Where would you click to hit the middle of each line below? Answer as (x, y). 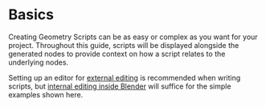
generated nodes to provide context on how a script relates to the (117, 53)
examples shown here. (46, 94)
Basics (31, 15)
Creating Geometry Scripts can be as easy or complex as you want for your (133, 37)
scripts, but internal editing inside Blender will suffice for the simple (120, 86)
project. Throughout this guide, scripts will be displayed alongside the (124, 45)
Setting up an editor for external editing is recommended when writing (125, 77)
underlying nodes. (39, 62)
